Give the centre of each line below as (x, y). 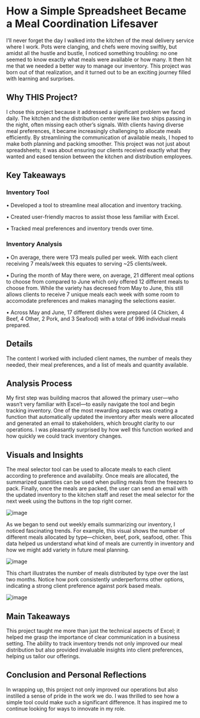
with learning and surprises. (41, 79)
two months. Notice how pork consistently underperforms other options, (95, 580)
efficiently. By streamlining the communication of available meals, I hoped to (100, 137)
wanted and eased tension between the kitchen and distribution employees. (99, 156)
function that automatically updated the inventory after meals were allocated (100, 417)
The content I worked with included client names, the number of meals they (99, 358)
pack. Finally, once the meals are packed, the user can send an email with (97, 488)
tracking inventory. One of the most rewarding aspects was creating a (92, 411)
